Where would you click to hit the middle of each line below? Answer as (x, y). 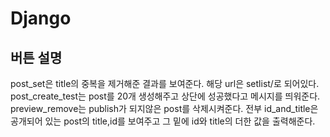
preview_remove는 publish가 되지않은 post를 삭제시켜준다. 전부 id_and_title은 (164, 108)
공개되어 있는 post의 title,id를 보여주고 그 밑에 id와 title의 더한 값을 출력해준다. (163, 121)
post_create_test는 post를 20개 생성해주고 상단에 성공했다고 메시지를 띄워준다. (165, 96)
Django (41, 18)
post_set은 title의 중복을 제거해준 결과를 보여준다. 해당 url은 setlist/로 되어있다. (165, 83)
